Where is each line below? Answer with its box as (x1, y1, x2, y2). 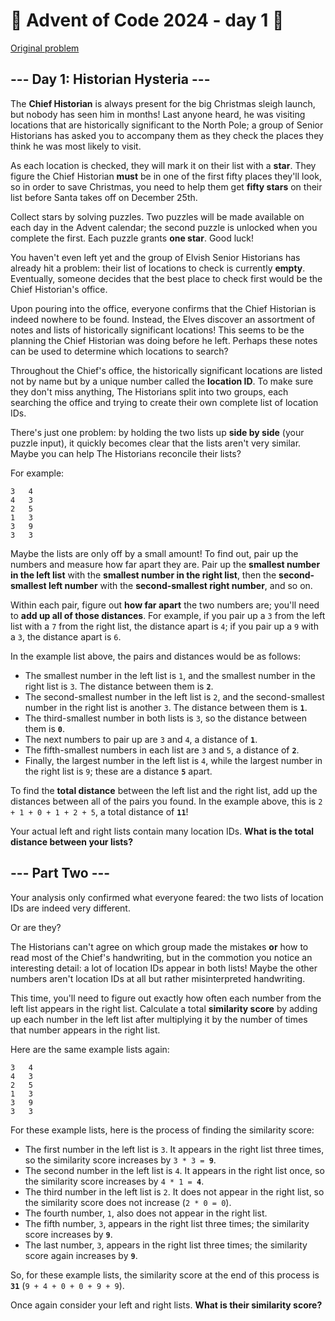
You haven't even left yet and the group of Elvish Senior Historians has (10, 251, 301, 263)
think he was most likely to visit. (10, 140, 142, 152)
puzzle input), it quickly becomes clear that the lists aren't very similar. (10, 437, 302, 449)
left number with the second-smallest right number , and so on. (48, 579, 313, 591)
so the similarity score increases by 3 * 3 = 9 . (24, 1154, 217, 1166)
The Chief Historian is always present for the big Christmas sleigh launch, (10, 97, 316, 109)
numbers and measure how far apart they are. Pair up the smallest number (10, 558, 321, 570)
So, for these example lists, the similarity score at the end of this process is (10, 1269, 320, 1281)
